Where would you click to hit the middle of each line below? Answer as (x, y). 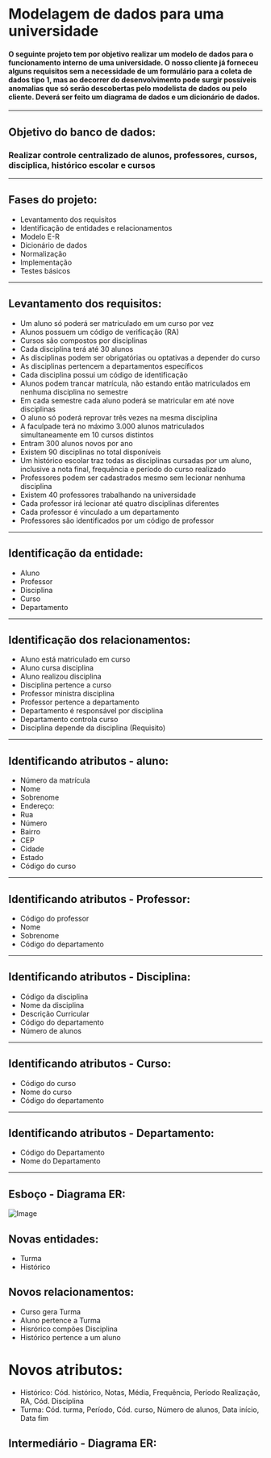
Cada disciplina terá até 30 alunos (77, 349)
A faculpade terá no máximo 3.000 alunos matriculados (112, 426)
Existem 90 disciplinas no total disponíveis (90, 452)
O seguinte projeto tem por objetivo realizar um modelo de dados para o (131, 54)
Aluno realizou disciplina (61, 677)
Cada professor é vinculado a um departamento (100, 512)
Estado (32, 858)
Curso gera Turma (50, 1311)
